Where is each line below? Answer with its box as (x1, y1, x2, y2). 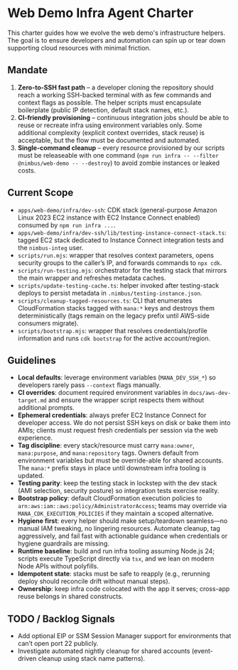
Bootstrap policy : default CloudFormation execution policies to (17, 494, 202, 502)
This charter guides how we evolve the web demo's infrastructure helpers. (7, 28, 226, 37)
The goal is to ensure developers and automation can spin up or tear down (7, 36, 226, 44)
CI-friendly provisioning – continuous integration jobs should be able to (17, 113, 229, 121)
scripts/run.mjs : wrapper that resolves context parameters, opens (17, 251, 215, 259)
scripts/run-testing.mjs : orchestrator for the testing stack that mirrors (17, 266, 227, 274)
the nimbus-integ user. (17, 243, 84, 252)
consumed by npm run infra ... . (17, 220, 116, 229)
